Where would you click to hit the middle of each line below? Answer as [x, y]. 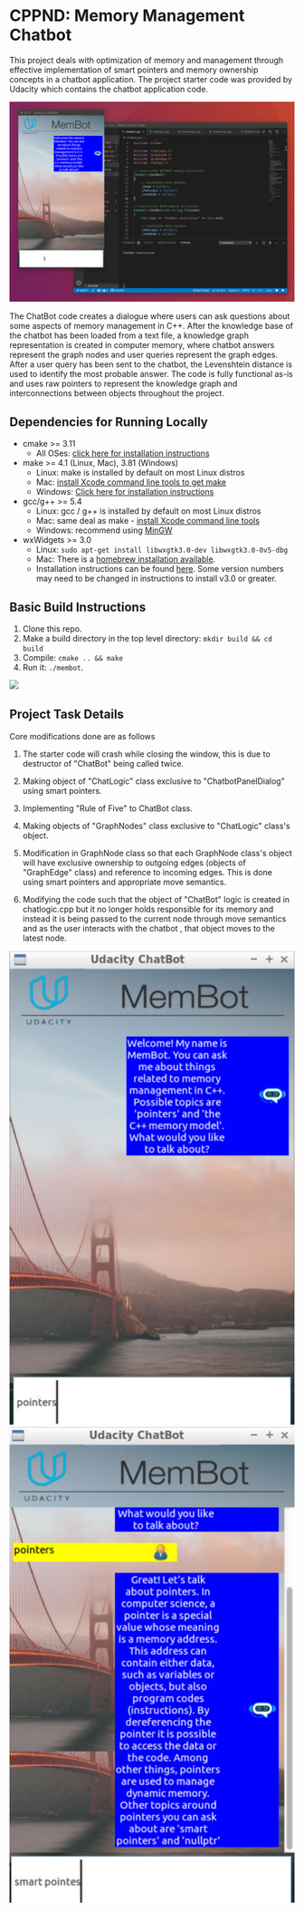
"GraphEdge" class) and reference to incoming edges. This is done [147, 872]
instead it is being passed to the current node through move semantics [154, 918]
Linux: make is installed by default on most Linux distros [140, 473]
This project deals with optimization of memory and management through [147, 60]
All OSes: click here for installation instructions [123, 453]
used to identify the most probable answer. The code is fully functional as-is [152, 374]
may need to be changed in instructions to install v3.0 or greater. [157, 579]
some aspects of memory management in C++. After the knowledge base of [152, 326]
